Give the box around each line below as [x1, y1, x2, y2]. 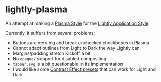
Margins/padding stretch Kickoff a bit [12, 50, 91, 56]
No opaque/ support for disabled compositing [12, 55, 107, 61]
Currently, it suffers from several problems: [5, 30, 95, 36]
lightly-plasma [5, 4, 68, 15]
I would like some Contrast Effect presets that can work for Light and [12, 66, 156, 72]
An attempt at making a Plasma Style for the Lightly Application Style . [5, 20, 150, 26]
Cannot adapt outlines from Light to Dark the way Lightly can [12, 45, 140, 51]
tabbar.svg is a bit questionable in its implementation [12, 61, 123, 67]
